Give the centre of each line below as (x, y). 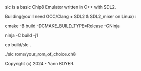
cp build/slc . (18, 45)
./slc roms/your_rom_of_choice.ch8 (40, 54)
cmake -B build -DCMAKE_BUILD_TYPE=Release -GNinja (62, 26)
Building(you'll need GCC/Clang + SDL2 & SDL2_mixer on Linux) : (71, 16)
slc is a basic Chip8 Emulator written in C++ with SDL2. (60, 7)
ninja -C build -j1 (21, 35)
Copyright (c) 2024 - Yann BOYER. (40, 63)
